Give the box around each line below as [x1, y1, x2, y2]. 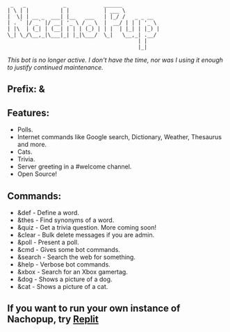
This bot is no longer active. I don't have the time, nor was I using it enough [7, 56, 224, 64]
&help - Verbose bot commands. [17, 260, 111, 269]
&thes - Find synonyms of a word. [17, 216, 115, 224]
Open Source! [17, 170, 58, 178]
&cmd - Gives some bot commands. [17, 246, 120, 254]
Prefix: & [7, 84, 45, 95]
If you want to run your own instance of [7, 303, 181, 315]
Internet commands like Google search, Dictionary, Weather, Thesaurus [17, 133, 222, 141]
